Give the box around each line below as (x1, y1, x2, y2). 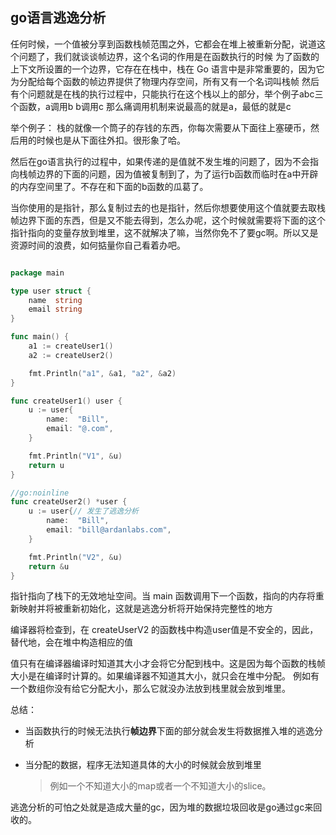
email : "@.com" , (46, 424, 114, 434)
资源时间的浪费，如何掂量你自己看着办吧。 (10, 239, 186, 251)
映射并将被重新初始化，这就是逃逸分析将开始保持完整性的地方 (18, 603, 273, 615)
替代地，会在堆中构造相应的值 (10, 636, 133, 648)
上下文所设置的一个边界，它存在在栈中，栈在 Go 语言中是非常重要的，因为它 (10, 63, 325, 75)
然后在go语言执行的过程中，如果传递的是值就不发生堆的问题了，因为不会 (10, 155, 310, 167)
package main (10, 268, 65, 278)
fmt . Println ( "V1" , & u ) (28, 451, 123, 461)
